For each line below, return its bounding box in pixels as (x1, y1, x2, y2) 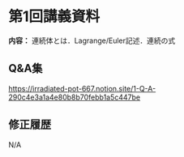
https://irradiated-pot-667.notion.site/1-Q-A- (8, 83, 156, 93)
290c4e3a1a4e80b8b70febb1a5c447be (8, 92, 141, 102)
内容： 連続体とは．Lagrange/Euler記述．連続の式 (8, 36, 176, 45)
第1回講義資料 (8, 7, 101, 26)
